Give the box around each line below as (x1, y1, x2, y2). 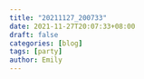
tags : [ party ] (9, 47, 63, 56)
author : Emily (9, 55, 63, 64)
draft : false (9, 30, 59, 39)
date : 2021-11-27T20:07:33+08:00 (9, 22, 136, 31)
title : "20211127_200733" (9, 13, 107, 23)
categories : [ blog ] (9, 38, 83, 48)
